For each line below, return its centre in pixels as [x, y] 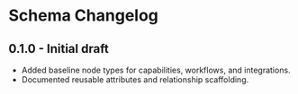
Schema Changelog [84, 16]
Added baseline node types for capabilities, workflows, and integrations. [156, 70]
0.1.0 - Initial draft [59, 49]
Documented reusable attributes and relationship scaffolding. [135, 80]
